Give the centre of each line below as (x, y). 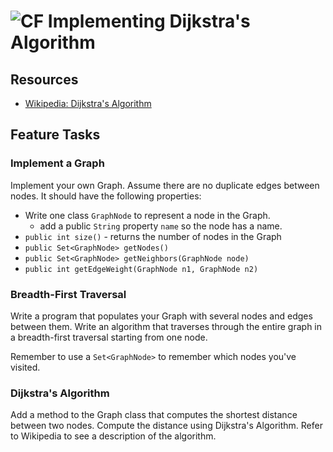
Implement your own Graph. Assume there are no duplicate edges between (165, 185)
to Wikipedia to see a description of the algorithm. (113, 436)
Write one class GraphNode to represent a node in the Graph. (147, 215)
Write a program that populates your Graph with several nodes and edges (161, 316)
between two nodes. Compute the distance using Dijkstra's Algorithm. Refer (166, 426)
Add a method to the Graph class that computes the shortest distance (154, 415)
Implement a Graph (57, 163)
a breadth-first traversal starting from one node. (109, 337)
